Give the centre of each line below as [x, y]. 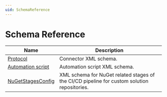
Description [109, 50]
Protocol [17, 59]
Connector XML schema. [88, 59]
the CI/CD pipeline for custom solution [104, 81]
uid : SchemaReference [28, 10]
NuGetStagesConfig [31, 81]
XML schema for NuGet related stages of [107, 75]
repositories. [74, 87]
